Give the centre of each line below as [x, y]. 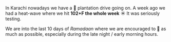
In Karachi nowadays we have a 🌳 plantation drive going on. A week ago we [85, 8]
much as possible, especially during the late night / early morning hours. [82, 34]
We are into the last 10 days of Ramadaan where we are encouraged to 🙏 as [86, 29]
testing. [13, 19]
